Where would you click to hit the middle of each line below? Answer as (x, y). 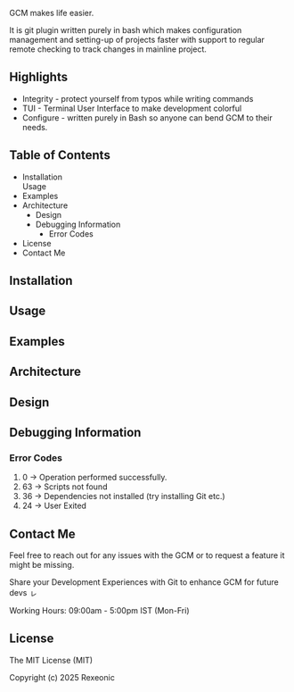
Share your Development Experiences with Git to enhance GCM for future (144, 582)
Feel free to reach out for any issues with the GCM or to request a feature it (147, 555)
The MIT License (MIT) (51, 660)
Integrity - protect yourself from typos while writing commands (138, 98)
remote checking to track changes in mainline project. (108, 49)
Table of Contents (60, 155)
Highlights (39, 77)
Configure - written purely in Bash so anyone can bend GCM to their (147, 117)
